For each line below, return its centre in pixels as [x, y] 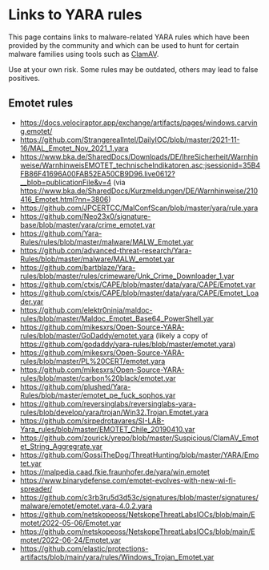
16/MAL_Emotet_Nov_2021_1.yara [74, 148]
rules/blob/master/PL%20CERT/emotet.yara [92, 361]
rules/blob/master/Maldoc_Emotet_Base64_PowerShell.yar [117, 318]
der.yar [32, 301]
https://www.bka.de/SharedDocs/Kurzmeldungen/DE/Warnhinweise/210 [139, 191]
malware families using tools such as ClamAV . [84, 54]
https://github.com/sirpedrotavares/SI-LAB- [92, 420]
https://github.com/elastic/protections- [84, 548]
